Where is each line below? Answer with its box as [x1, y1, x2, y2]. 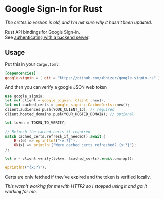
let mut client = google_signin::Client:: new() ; [5, 98, 106, 103]
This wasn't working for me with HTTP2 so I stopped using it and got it [5, 183, 147, 189]
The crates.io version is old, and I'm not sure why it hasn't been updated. [5, 20, 153, 25]
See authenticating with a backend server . [5, 34, 90, 40]
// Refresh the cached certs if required [5, 129, 91, 134]
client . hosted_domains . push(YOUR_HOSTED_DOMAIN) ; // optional [5, 112, 134, 117]
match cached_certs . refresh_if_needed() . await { [5, 134, 106, 139]
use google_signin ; [5, 94, 45, 99]
